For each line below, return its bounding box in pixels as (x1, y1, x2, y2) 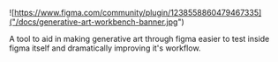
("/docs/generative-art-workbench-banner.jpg (9, 17, 178, 27)
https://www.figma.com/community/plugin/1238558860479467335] (14, 8, 262, 17)
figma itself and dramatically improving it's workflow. (9, 43, 201, 53)
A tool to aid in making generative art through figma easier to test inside (9, 34, 270, 44)
